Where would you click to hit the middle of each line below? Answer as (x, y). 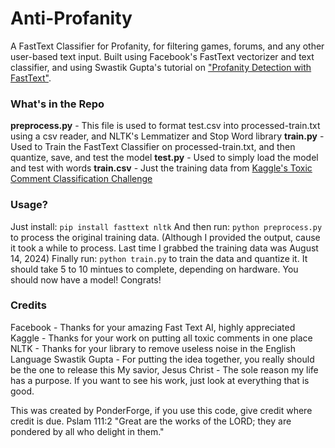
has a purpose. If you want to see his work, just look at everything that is (160, 380)
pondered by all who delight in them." (87, 431)
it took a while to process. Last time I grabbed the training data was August (164, 248)
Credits (28, 305)
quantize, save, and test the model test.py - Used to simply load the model (164, 158)
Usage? (29, 205)
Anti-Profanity (71, 18)
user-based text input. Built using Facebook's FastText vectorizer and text (162, 56)
